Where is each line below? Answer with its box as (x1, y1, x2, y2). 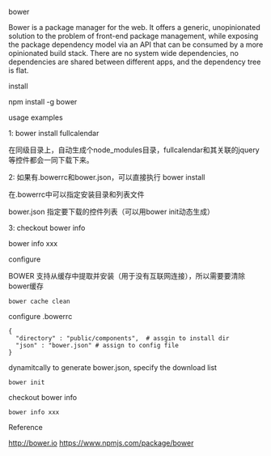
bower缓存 (8, 281, 44, 291)
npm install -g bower (8, 97, 78, 106)
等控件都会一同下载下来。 (8, 156, 94, 164)
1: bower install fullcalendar (8, 129, 100, 138)
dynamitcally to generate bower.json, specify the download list (8, 363, 217, 372)
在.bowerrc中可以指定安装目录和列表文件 (8, 190, 145, 199)
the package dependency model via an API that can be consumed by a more (8, 40, 264, 49)
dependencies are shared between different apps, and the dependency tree (8, 57, 261, 66)
